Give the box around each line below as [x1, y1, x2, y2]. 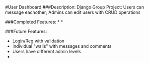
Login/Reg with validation [12, 38, 65, 44]
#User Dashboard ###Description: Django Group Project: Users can [5, 4, 144, 10]
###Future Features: [5, 29, 47, 34]
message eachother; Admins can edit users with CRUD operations [5, 9, 141, 15]
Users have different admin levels [12, 49, 81, 54]
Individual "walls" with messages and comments [12, 43, 112, 49]
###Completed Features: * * [5, 19, 63, 25]
